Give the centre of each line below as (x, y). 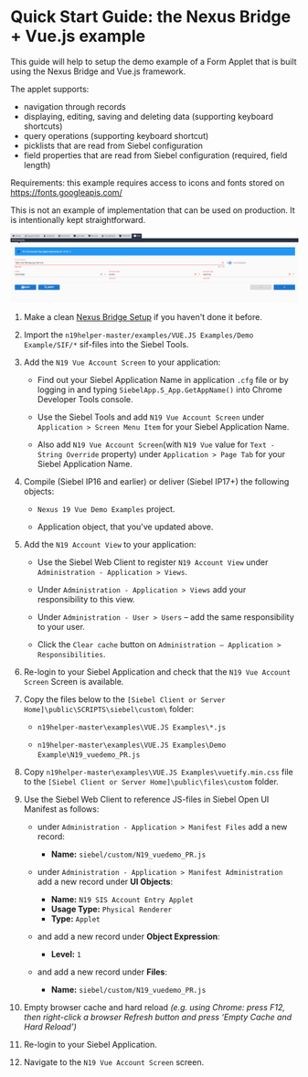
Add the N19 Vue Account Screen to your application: (122, 362)
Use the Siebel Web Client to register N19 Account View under (153, 562)
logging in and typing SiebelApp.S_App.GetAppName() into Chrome (159, 389)
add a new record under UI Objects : (105, 881)
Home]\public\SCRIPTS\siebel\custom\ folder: (109, 709)
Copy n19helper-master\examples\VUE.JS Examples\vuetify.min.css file (158, 772)
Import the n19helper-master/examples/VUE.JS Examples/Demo (138, 335)
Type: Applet (76, 918)
